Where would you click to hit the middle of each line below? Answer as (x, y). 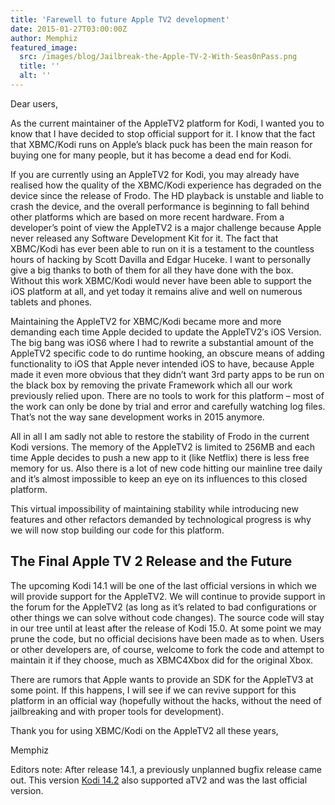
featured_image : (44, 47)
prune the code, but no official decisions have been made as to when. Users (167, 638)
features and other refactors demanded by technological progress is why (161, 519)
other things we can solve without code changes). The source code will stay (167, 617)
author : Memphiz (44, 38)
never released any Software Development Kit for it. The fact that (144, 238)
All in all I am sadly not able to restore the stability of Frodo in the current (160, 436)
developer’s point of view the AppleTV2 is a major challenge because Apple (166, 227)
